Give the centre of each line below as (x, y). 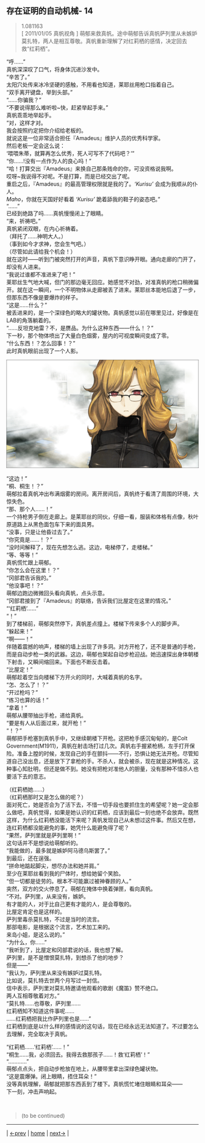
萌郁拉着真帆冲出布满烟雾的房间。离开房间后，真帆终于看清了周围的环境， (100, 494)
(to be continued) (43, 1116)
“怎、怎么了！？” (27, 685)
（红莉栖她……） (27, 790)
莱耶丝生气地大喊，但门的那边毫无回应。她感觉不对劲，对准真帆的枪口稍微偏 (103, 282)
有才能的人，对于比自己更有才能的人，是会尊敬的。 (70, 904)
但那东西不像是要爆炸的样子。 (44, 297)
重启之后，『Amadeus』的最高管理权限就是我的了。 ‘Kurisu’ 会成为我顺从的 (99, 184)
